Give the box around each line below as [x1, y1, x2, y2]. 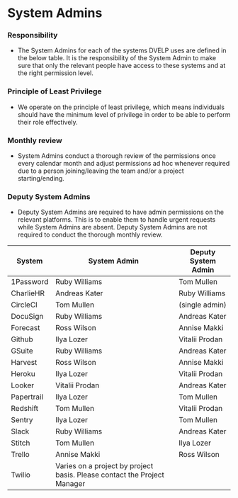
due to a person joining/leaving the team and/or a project [17, 166, 184, 175]
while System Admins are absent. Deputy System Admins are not [17, 223, 208, 232]
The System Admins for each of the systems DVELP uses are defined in [17, 46, 227, 55]
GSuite [11, 346, 33, 356]
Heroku [11, 369, 35, 379]
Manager [55, 479, 86, 489]
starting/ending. [17, 174, 65, 183]
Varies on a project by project [55, 461, 154, 471]
